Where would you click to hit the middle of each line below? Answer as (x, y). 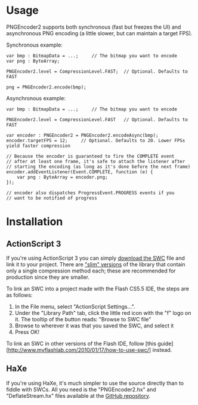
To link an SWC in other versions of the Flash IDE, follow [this (81, 343)
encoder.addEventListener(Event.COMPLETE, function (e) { (80, 172)
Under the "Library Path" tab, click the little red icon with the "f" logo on (103, 313)
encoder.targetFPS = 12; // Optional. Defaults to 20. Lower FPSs (96, 140)
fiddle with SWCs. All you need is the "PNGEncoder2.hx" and (81, 389)
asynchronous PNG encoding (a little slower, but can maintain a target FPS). (99, 33)
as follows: (19, 295)
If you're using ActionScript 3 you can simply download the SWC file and (95, 258)
